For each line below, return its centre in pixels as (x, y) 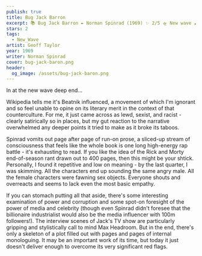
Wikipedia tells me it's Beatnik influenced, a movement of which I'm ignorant (101, 102)
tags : (13, 34)
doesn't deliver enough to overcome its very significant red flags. (87, 246)
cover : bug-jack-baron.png (40, 62)
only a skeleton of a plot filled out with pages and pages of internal (89, 234)
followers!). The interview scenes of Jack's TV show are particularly (91, 221)
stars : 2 (17, 29)
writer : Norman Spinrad (36, 56)
